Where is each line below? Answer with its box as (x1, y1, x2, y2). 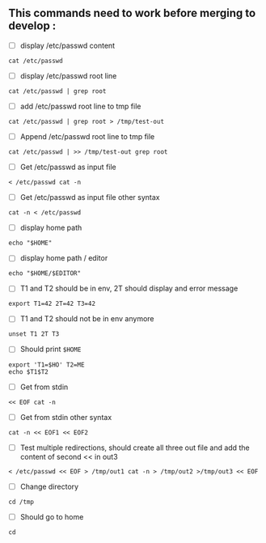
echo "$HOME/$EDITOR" (8, 269, 82, 278)
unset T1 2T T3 (8, 330, 60, 338)
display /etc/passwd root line (19, 70, 117, 80)
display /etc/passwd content (19, 40, 116, 50)
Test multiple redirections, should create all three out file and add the (19, 443, 250, 452)
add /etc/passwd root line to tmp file (19, 101, 141, 111)
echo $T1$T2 (8, 367, 49, 375)
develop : (8, 19, 57, 33)
